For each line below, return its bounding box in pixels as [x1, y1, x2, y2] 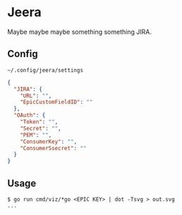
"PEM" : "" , [20, 131, 52, 138]
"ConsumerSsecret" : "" [20, 145, 87, 152]
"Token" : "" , [20, 118, 59, 125]
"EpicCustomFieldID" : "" [20, 99, 93, 106]
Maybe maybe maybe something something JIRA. [7, 27, 152, 36]
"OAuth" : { [13, 112, 46, 119]
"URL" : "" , [20, 92, 52, 99]
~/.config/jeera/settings [7, 66, 83, 74]
